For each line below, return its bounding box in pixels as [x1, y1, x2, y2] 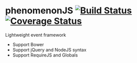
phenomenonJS [5, 5, 74, 16]
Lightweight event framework [5, 32, 66, 38]
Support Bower [12, 41, 44, 47]
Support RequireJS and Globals [12, 52, 78, 58]
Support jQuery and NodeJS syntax [12, 47, 87, 53]
